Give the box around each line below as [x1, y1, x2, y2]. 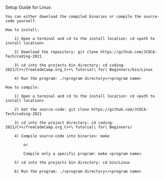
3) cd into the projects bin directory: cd [14, 63, 108, 68]
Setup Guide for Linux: [5, 5, 52, 10]
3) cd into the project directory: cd [14, 120, 96, 125]
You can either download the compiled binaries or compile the [5, 14, 142, 19]
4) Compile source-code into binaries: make [14, 133, 110, 139]
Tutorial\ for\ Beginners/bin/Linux [75, 67, 153, 72]
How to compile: [5, 85, 39, 90]
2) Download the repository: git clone [14, 50, 99, 55]
